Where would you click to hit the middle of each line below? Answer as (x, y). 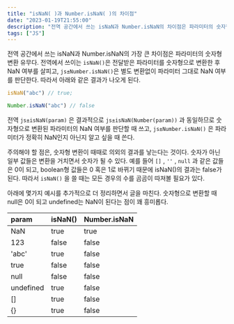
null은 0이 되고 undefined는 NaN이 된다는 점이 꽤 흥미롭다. (88, 202)
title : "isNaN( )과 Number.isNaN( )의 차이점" (72, 14)
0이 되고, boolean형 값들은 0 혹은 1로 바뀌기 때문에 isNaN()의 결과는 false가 (118, 169)
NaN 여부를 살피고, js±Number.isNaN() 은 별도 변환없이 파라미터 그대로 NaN (110, 71)
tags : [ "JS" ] (26, 33)
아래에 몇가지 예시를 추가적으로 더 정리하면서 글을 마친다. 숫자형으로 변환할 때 (112, 193)
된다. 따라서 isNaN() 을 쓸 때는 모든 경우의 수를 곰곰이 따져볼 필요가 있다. (106, 178)
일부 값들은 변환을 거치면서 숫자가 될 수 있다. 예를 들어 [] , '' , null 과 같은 (109, 161)
